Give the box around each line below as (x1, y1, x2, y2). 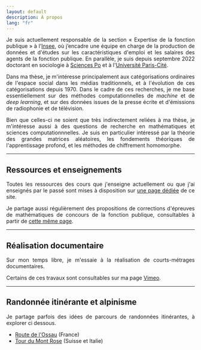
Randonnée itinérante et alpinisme (6, 297, 137, 308)
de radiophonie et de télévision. (6, 105, 84, 112)
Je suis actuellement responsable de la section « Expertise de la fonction (6, 36, 195, 44)
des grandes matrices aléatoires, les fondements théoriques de (6, 136, 195, 143)
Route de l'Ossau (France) (14, 331, 80, 338)
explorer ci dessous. (6, 319, 57, 326)
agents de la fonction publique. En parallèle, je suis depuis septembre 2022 (6, 55, 195, 63)
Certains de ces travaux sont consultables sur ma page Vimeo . (6, 274, 162, 281)
